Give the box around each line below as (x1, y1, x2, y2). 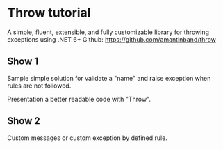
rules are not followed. (7, 81, 72, 90)
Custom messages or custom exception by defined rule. (7, 134, 168, 142)
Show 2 (7, 115, 40, 127)
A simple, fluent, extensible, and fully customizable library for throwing (7, 28, 210, 36)
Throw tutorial (7, 5, 91, 21)
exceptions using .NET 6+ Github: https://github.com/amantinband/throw (7, 35, 217, 43)
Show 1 (7, 56, 39, 68)
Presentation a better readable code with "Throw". (7, 95, 151, 103)
